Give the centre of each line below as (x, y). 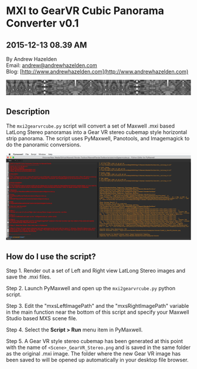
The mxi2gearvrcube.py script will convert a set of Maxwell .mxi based (90, 126)
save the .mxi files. (29, 277)
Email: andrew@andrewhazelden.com (52, 65)
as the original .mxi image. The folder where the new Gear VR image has (93, 354)
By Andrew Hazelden (32, 59)
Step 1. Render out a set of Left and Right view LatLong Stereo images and (96, 271)
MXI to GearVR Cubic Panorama (85, 11)
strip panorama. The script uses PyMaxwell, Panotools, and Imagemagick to (98, 138)
